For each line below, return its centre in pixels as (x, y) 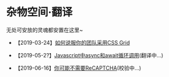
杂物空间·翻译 (39, 12)
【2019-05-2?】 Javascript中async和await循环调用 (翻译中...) (89, 55)
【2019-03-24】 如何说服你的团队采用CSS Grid (72, 42)
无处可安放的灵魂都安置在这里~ (45, 30)
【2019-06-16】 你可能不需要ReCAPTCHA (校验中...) (78, 68)
